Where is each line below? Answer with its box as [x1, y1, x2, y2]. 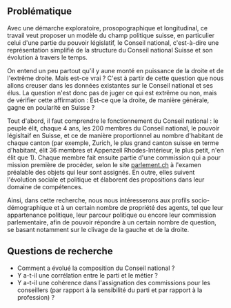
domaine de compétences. [7, 182, 83, 191]
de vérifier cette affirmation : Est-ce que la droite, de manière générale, [7, 96, 210, 104]
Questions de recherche [7, 245, 113, 258]
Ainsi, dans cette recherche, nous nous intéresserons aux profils [7, 196, 190, 204]
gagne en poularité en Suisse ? [7, 103, 95, 111]
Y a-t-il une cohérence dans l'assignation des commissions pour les [17, 278, 210, 287]
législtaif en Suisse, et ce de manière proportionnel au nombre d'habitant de [7, 131, 223, 139]
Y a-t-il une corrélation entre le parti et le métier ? [17, 271, 159, 279]
